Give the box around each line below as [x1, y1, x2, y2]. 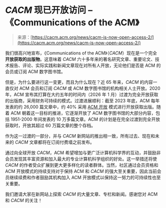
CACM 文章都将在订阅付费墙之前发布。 [14, 139, 95, 145]
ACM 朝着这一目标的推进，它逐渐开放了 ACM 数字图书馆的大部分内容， [10, 110, 156, 116]
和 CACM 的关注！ [5, 197, 43, 203]
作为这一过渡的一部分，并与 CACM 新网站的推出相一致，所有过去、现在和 [5, 133, 155, 139]
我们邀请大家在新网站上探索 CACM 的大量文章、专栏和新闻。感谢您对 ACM [5, 191, 158, 197]
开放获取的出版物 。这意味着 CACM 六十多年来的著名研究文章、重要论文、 [5, 56, 155, 62]
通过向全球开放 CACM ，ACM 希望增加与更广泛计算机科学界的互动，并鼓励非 [5, 150, 161, 156]
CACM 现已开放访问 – [5, 4, 93, 16]
